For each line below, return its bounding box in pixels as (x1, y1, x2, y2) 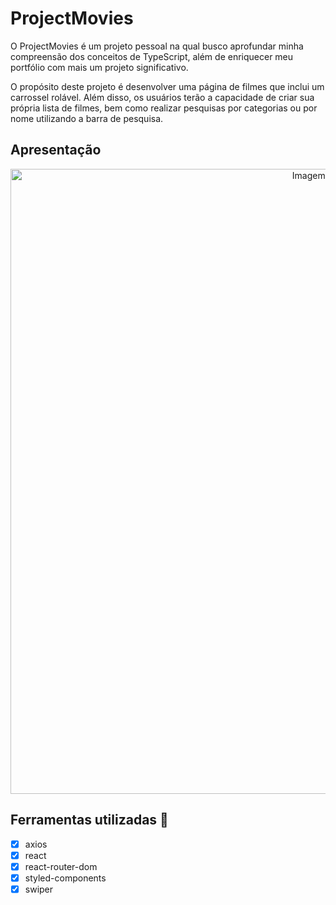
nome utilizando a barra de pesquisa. (10, 112, 164, 124)
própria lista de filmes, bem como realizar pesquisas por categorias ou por (10, 102, 318, 114)
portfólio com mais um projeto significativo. (10, 61, 189, 73)
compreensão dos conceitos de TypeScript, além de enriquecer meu (10, 50, 294, 62)
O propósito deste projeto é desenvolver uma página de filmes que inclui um (10, 80, 325, 92)
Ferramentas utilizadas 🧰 (10, 812, 169, 829)
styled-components (24, 872, 107, 884)
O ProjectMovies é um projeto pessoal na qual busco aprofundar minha (10, 40, 304, 52)
